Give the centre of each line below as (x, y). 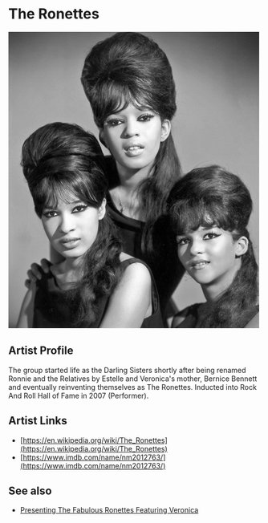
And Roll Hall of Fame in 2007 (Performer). (79, 395)
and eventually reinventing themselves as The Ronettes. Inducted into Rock (132, 387)
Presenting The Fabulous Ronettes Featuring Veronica (109, 510)
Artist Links (38, 421)
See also (30, 491)
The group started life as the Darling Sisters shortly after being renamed (127, 370)
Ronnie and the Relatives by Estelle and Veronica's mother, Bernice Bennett (133, 379)
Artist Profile (41, 351)
